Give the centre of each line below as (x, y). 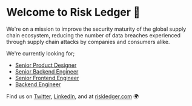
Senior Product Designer (46, 65)
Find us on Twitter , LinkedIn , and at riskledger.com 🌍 (73, 96)
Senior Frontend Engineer (47, 78)
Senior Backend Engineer (47, 71)
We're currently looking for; (41, 53)
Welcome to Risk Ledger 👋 (73, 12)
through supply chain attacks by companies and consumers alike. (88, 42)
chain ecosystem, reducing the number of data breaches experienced (93, 35)
